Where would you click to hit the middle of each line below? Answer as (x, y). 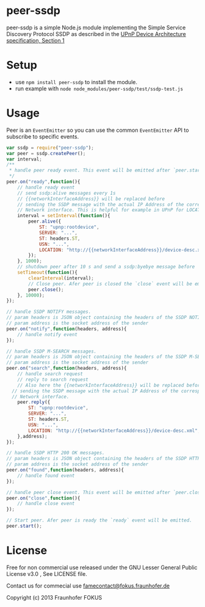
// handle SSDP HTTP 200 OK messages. (56, 453)
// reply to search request (53, 379)
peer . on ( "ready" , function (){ (43, 182)
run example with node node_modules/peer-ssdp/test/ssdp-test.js (99, 88)
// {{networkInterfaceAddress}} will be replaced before (91, 199)
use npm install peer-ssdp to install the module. (76, 82)
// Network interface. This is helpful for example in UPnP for (101, 210)
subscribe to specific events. (43, 136)
